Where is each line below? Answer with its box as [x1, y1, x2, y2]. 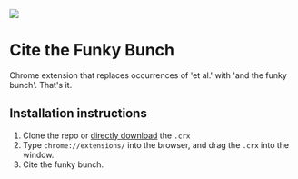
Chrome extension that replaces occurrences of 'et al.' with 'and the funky [9, 69, 288, 81]
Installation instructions [9, 105, 147, 122]
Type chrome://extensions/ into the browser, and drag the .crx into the [22, 139, 290, 150]
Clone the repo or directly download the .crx [22, 130, 191, 141]
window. [22, 149, 55, 160]
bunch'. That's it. [9, 79, 73, 90]
